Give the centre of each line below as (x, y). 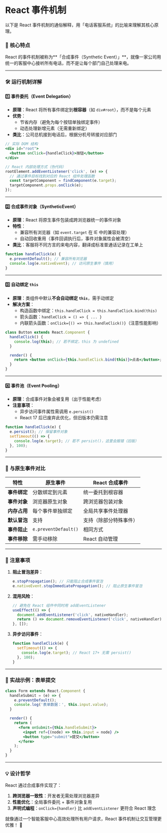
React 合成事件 (110, 482)
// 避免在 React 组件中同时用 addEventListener (59, 606)
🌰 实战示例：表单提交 (30, 680)
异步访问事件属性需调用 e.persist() (57, 412)
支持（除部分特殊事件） (111, 520)
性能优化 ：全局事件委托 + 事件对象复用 (52, 802)
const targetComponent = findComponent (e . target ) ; (63, 181)
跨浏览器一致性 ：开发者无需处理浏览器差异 (56, 796)
